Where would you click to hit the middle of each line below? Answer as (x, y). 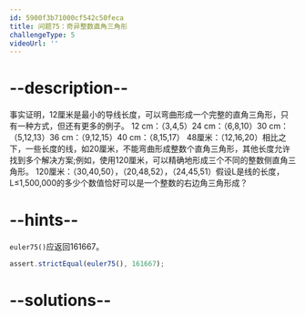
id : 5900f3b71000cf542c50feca (67, 18)
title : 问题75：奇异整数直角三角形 (69, 26)
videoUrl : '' (34, 43)
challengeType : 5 (42, 35)
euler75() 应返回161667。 (57, 247)
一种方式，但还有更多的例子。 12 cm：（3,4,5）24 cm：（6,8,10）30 (142, 126)
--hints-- (44, 220)
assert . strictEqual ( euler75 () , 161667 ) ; (87, 264)
